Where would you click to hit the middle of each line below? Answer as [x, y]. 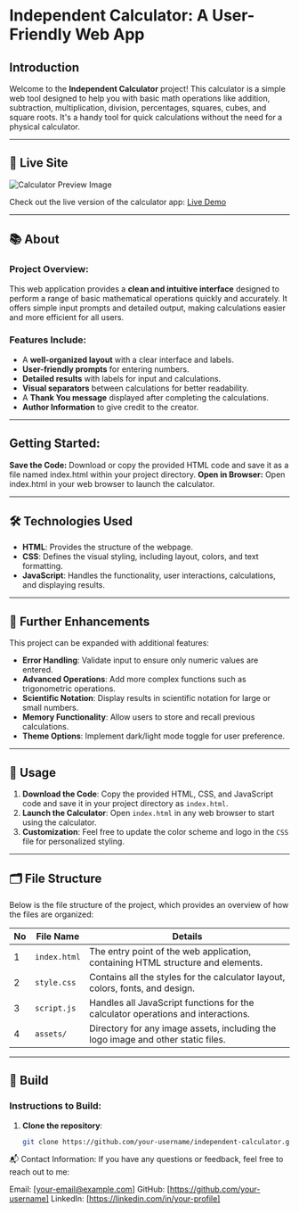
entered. [37, 670]
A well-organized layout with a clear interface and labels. [128, 359]
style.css [56, 982]
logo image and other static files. [157, 1039]
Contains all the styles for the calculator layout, [187, 977]
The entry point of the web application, [170, 951]
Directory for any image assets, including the [182, 1028]
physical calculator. [44, 127]
